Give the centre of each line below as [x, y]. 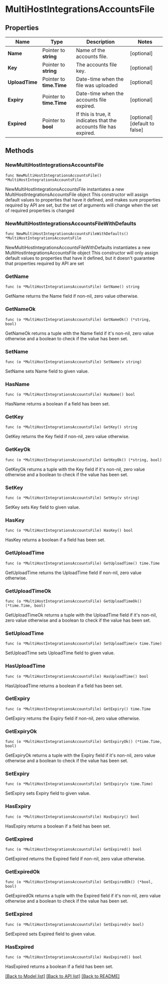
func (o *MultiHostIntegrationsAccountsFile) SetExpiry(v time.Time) [79, 784]
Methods [19, 151]
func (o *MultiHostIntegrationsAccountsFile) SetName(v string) [73, 362]
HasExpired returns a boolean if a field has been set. [59, 966]
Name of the [90, 50]
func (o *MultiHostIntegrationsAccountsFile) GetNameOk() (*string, [78, 319]
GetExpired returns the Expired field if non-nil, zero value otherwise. [75, 859]
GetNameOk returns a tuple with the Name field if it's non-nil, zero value [79, 333]
